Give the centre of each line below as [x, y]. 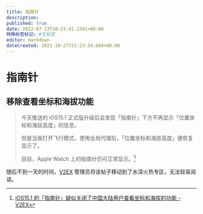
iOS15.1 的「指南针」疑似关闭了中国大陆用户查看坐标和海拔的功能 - [98, 198]
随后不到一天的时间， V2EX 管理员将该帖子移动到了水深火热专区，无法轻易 [99, 172]
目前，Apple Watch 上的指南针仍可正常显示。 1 [78, 158]
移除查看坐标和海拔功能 [50, 102]
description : [23, 18]
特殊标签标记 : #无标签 [31, 35]
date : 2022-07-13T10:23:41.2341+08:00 [55, 29]
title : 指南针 [23, 12]
